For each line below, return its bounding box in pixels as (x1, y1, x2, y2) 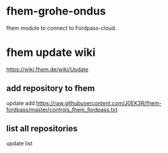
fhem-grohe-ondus (6, 4, 106, 18)
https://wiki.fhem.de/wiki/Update (6, 66, 89, 73)
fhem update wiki (6, 46, 96, 59)
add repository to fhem (6, 83, 95, 93)
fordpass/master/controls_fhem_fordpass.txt (6, 106, 118, 113)
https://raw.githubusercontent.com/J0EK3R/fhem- (36, 99, 162, 107)
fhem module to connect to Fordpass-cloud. (6, 24, 117, 32)
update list (6, 140, 33, 147)
